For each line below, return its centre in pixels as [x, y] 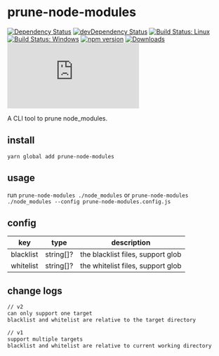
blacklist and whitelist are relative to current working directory [109, 345]
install [21, 141]
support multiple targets [45, 339]
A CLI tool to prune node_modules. [58, 118]
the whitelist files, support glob [131, 266]
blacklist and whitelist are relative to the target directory [102, 320]
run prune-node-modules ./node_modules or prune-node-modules [98, 195]
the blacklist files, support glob [131, 254]
